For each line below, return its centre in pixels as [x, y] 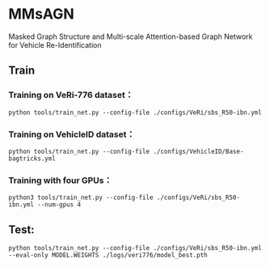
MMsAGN [41, 14]
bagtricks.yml [32, 159]
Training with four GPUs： [61, 180]
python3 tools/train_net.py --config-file [81, 198]
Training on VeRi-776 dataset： [71, 95]
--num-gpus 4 [59, 205]
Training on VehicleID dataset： [72, 134]
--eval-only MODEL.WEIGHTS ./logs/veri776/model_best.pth [108, 256]
